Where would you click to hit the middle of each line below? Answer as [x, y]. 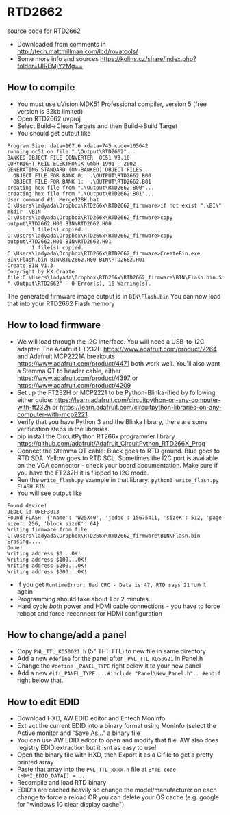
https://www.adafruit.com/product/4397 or [77, 378]
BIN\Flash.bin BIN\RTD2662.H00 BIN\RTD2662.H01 [76, 260]
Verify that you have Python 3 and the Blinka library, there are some [112, 421]
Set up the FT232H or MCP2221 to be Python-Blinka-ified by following [116, 392]
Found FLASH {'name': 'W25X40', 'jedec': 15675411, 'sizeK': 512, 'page [115, 518]
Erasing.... [24, 542]
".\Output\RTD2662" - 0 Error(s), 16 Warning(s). [79, 284]
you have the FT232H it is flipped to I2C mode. [83, 473]
